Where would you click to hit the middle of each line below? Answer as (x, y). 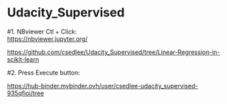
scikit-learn (23, 59)
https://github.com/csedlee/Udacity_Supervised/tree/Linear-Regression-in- (113, 52)
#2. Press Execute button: (44, 73)
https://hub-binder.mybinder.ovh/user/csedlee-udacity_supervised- (103, 86)
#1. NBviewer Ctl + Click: (42, 31)
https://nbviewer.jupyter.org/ (47, 38)
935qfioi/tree (26, 93)
